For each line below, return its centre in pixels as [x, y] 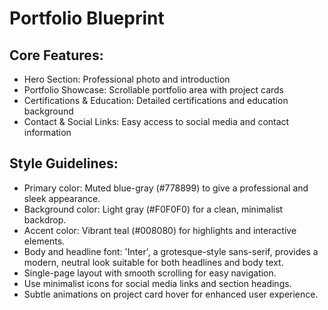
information [47, 132]
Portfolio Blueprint [87, 18]
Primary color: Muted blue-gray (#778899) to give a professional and [166, 188]
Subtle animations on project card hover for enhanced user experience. [171, 294]
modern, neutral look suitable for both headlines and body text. [153, 262]
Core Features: [56, 55]
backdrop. [45, 219]
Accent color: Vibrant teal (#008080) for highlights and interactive [160, 230]
